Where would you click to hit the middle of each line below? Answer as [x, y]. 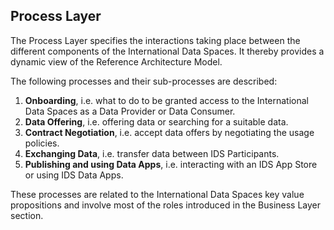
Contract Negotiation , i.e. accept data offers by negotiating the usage [169, 132]
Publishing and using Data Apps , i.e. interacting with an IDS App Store [171, 164]
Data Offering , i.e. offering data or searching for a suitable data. [156, 121]
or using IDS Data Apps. [74, 175]
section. [27, 215]
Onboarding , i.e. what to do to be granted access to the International [167, 100]
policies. [42, 143]
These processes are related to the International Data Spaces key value [157, 194]
